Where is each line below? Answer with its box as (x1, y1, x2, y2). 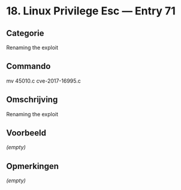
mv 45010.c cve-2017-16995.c (6, 77, 81, 85)
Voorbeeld (6, 128, 47, 138)
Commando (6, 61, 51, 71)
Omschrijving (6, 95, 58, 105)
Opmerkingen (6, 161, 59, 171)
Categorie (6, 28, 44, 38)
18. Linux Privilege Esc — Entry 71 (6, 4, 176, 18)
